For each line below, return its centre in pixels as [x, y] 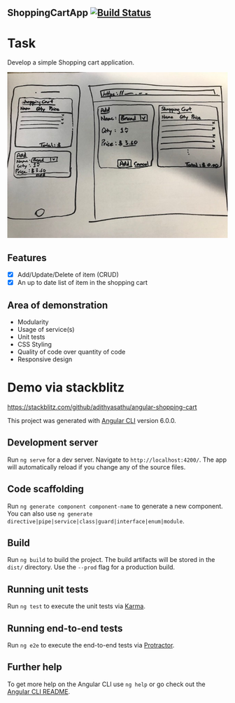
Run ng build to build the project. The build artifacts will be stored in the [111, 560]
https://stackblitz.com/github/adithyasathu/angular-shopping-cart [102, 407]
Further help [35, 667]
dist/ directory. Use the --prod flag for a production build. [91, 567]
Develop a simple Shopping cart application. [71, 62]
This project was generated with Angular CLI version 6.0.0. [92, 421]
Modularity [33, 322]
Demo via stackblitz [66, 388]
